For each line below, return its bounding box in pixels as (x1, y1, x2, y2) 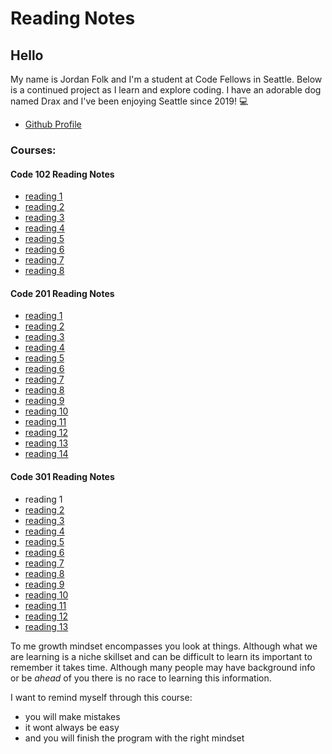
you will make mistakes (24, 710, 121, 722)
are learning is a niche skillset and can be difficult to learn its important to (10, 650, 313, 662)
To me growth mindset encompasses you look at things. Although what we (10, 640, 318, 652)
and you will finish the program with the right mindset (24, 732, 245, 744)
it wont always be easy (24, 721, 120, 733)
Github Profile (24, 118, 82, 130)
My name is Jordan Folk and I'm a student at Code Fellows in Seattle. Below (10, 73, 323, 85)
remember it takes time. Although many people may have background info (10, 661, 316, 673)
